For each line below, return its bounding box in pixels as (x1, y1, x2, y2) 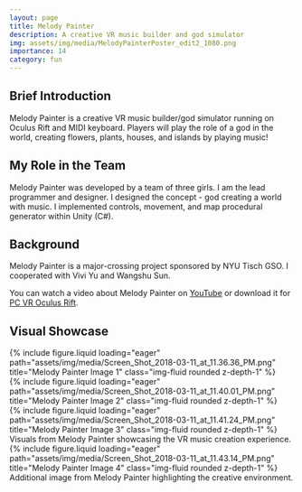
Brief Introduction (9, 88, 111, 104)
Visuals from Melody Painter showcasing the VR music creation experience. (9, 434, 292, 445)
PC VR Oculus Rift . (9, 297, 79, 308)
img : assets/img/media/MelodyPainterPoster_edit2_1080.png (9, 38, 237, 48)
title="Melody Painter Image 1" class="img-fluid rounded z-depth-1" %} (9, 367, 277, 377)
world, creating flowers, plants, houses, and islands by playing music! (9, 132, 269, 143)
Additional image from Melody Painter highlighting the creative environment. (9, 472, 294, 483)
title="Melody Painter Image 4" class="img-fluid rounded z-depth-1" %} (9, 462, 278, 474)
